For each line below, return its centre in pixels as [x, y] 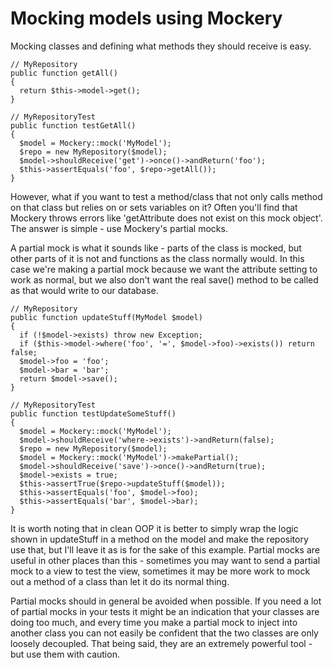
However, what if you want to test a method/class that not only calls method [166, 196]
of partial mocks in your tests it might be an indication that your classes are [165, 611]
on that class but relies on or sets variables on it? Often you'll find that [154, 207]
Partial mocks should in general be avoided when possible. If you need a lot [166, 601]
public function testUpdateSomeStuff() [93, 413]
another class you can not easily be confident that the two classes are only [164, 633]
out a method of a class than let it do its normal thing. [120, 581]
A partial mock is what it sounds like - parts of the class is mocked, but [156, 248]
